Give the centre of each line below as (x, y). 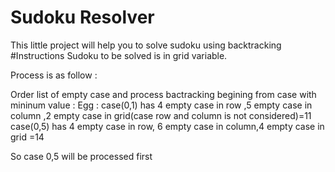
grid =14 (27, 137)
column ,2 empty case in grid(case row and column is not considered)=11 (161, 115)
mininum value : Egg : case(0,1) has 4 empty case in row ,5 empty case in (161, 105)
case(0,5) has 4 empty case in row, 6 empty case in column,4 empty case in (167, 126)
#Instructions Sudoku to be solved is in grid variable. (119, 55)
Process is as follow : (54, 75)
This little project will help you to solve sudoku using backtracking (146, 45)
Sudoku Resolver (82, 17)
